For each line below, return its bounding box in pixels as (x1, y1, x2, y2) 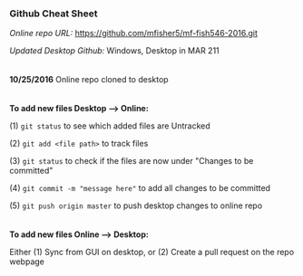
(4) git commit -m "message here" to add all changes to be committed (9, 183, 270, 194)
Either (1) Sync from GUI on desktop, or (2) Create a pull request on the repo (9, 247, 295, 258)
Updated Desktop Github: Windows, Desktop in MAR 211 (9, 45, 220, 56)
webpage (9, 256, 45, 267)
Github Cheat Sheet (9, 7, 98, 20)
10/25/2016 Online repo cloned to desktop (9, 74, 170, 85)
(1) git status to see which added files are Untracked (9, 120, 210, 131)
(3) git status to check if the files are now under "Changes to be (9, 156, 254, 167)
